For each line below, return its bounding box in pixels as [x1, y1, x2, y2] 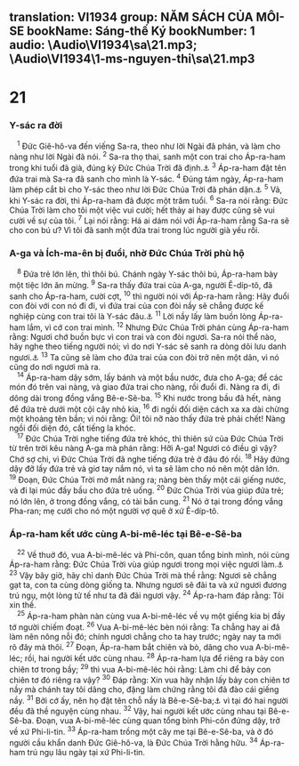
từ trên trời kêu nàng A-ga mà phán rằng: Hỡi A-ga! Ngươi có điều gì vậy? [9, 443, 278, 454]
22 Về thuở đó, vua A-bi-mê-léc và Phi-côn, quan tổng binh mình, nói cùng [17, 548, 290, 560]
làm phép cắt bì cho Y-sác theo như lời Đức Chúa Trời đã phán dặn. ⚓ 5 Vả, [9, 182, 283, 195]
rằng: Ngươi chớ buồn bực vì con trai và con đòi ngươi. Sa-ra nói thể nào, [9, 332, 278, 343]
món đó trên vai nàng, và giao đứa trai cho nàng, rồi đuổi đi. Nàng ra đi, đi [9, 382, 280, 392]
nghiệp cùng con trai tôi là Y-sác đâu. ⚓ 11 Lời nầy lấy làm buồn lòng [9, 310, 256, 322]
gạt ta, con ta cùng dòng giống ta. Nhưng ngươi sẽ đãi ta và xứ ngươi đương [9, 579, 287, 590]
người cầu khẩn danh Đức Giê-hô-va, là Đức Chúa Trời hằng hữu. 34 [9, 736, 258, 748]
